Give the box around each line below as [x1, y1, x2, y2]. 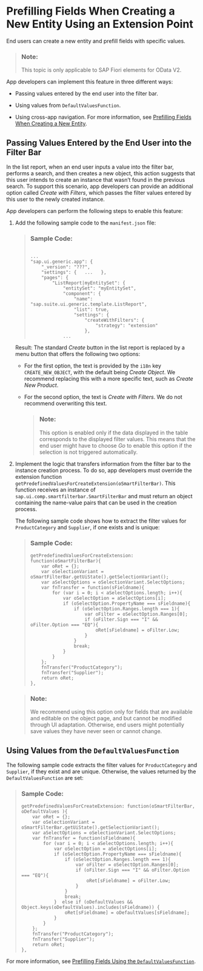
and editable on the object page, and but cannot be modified [30, 715, 182, 722]
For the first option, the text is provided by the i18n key [24, 362, 162, 369]
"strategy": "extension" [95, 322, 159, 329]
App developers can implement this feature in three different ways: [6, 78, 173, 86]
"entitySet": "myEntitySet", [62, 285, 136, 291]
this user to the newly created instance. [6, 196, 105, 203]
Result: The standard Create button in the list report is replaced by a [15, 344, 185, 351]
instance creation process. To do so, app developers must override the [15, 467, 192, 474]
